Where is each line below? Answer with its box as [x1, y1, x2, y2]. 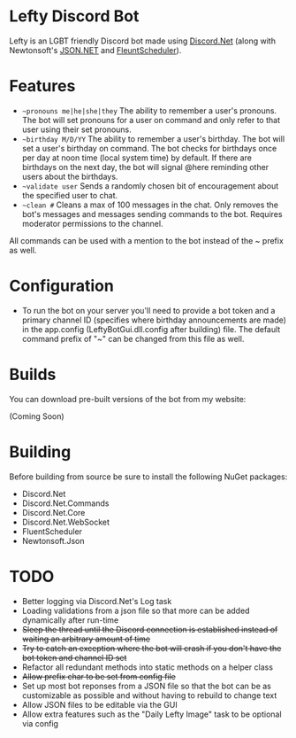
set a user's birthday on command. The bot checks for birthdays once [21, 143, 277, 153]
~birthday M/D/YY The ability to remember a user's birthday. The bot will [21, 133, 285, 144]
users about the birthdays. [21, 171, 118, 182]
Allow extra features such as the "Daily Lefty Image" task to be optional [21, 709, 282, 719]
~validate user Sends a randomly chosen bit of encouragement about [21, 180, 279, 191]
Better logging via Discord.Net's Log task [21, 595, 172, 606]
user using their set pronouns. [21, 124, 133, 135]
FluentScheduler [21, 525, 82, 537]
